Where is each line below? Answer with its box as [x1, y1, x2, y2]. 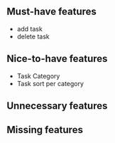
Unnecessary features [6, 100, 108, 112]
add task [16, 24, 43, 33]
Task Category [16, 71, 60, 80]
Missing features [6, 124, 83, 136]
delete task [16, 32, 50, 41]
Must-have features [6, 6, 97, 18]
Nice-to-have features [6, 53, 108, 65]
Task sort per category [16, 79, 84, 88]
